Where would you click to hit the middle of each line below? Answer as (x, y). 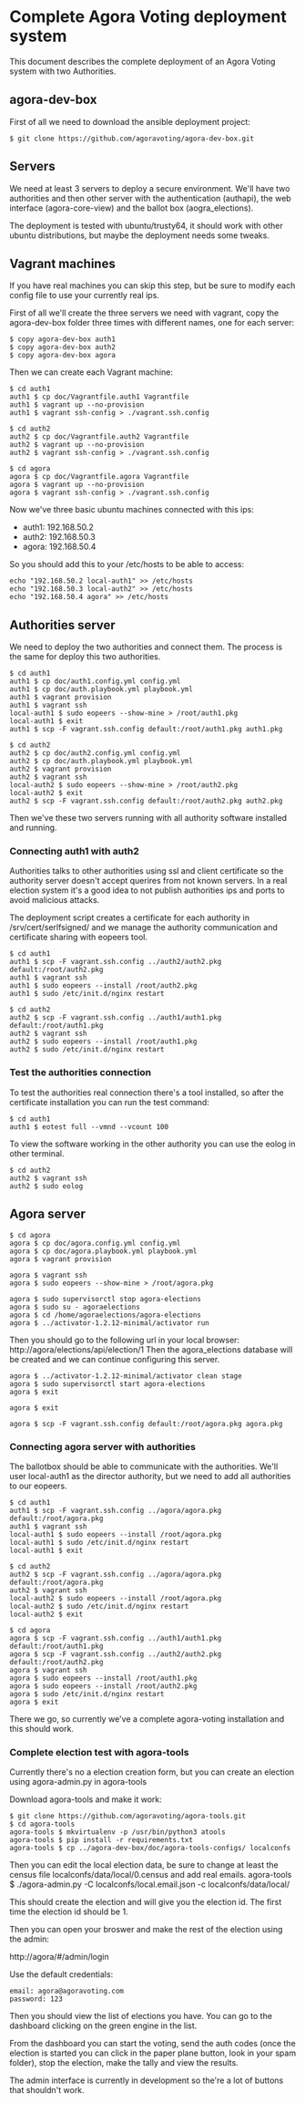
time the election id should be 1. (69, 1911)
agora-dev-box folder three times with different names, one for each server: (152, 323)
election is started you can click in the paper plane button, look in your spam (153, 2053)
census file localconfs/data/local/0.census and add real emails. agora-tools (151, 1875)
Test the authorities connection (81, 1072)
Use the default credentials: (61, 1974)
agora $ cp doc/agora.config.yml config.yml (95, 1243)
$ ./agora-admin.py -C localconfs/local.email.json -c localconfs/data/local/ (150, 1884)
